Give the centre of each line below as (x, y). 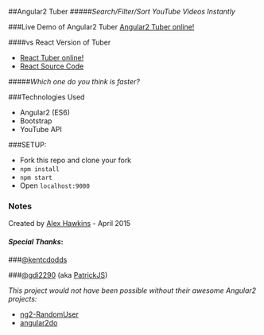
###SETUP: (27, 145)
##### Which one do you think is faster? (74, 82)
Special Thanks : (36, 241)
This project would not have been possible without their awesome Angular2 (132, 290)
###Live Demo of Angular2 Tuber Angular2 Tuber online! (101, 27)
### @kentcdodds (38, 259)
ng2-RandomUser (49, 314)
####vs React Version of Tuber (60, 42)
